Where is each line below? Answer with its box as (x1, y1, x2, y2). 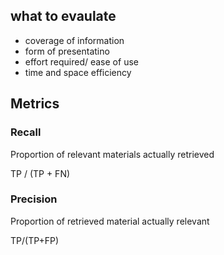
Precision (10, 192, 58, 206)
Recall (10, 125, 42, 139)
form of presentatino (24, 45, 110, 57)
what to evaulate (10, 8, 117, 25)
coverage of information (24, 34, 125, 46)
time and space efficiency (24, 66, 132, 78)
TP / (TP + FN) (10, 167, 71, 179)
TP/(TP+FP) (10, 234, 60, 246)
